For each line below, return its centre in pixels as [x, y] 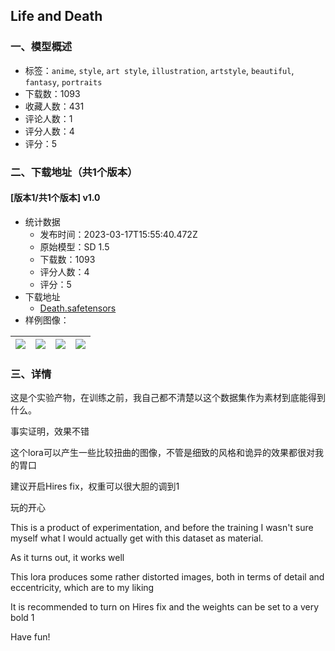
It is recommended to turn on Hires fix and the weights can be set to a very [165, 607]
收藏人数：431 [54, 106]
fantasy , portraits [63, 81]
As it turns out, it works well [67, 558]
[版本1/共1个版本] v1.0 [55, 198]
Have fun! [30, 637]
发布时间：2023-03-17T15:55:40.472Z [118, 234]
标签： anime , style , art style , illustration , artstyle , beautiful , [159, 70]
